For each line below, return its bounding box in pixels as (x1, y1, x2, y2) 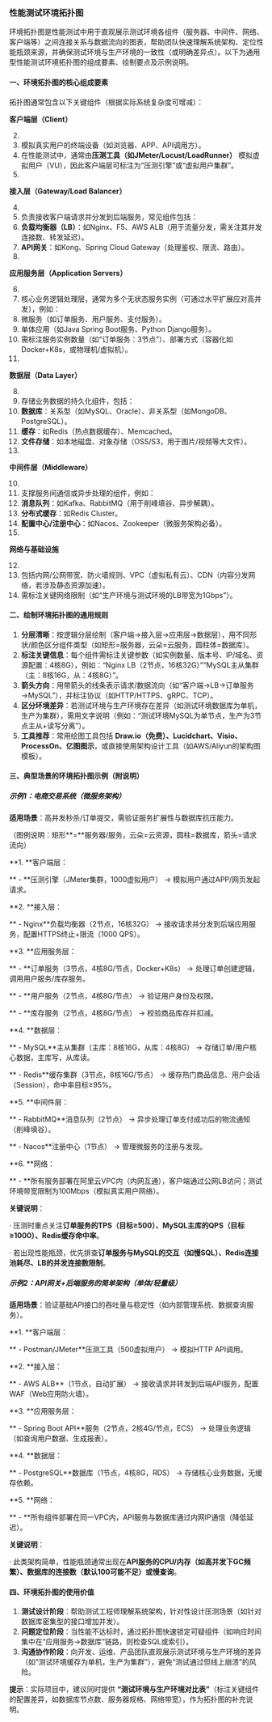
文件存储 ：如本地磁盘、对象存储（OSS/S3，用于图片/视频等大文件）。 (20, 436, 252, 446)
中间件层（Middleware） (9, 462, 93, 472)
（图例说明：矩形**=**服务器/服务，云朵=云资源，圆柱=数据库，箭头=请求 (9, 830, 257, 840)
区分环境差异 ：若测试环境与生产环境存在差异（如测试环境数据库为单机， (20, 700, 262, 710)
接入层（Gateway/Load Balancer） (9, 186, 127, 196)
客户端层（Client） (9, 114, 73, 124)
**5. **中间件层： (9, 1097, 69, 1107)
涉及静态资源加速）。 (42, 580, 110, 590)
